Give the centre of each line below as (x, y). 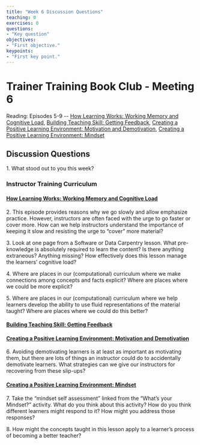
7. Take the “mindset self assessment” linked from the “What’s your (89, 398)
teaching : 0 (21, 17)
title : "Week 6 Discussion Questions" (55, 12)
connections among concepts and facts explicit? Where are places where (97, 280)
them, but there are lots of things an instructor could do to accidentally (94, 358)
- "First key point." (33, 57)
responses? (20, 417)
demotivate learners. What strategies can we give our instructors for (91, 364)
